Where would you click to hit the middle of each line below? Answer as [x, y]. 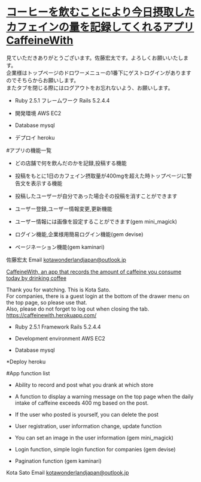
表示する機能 [47, 183]
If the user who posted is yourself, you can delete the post [86, 414]
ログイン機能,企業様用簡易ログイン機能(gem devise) [79, 234]
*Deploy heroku [26, 361]
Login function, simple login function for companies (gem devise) [95, 449]
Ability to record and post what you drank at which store [84, 385]
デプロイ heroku [35, 137]
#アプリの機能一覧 [29, 150]
